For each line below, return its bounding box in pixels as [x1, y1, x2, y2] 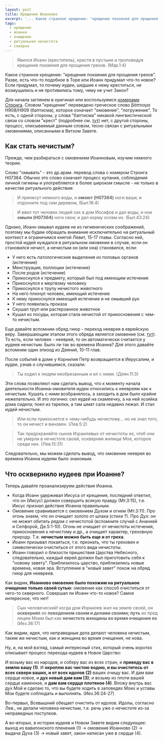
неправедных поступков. [5, 710, 58, 717]
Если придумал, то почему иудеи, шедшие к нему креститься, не [5, 82, 142, 88]
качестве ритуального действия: [5, 185, 74, 191]
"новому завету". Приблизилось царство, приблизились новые [12, 560, 144, 566]
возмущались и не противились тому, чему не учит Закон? [5, 87, 129, 93]
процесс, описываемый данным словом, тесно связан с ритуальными [5, 123, 152, 129]
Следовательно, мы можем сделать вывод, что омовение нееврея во [5, 450, 151, 456]
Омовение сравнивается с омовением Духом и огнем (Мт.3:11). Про [12, 508, 155, 514]
